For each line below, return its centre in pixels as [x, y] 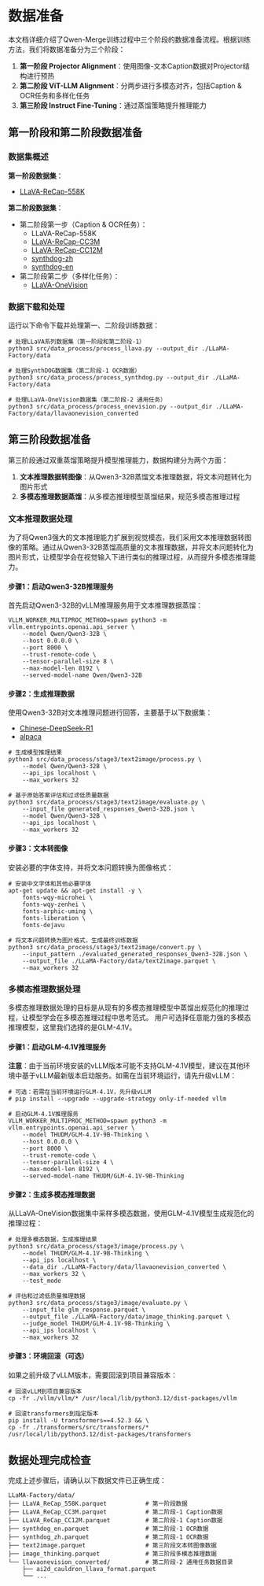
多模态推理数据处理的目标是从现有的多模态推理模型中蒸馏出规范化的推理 [125, 1007]
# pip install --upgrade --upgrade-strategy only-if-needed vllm [117, 1099]
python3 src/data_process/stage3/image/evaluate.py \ [98, 1303]
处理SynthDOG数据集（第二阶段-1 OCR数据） [78, 371]
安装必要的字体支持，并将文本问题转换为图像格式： [91, 867]
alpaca [30, 737]
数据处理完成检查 [49, 1460]
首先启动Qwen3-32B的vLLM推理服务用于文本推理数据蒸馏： [106, 605]
